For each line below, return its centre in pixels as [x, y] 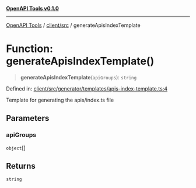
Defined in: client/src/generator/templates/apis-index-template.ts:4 [87, 88]
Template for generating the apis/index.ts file [60, 100]
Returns [21, 166]
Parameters [28, 118]
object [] [16, 148]
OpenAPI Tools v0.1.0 [33, 8]
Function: [30, 49]
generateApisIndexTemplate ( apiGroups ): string [78, 77]
